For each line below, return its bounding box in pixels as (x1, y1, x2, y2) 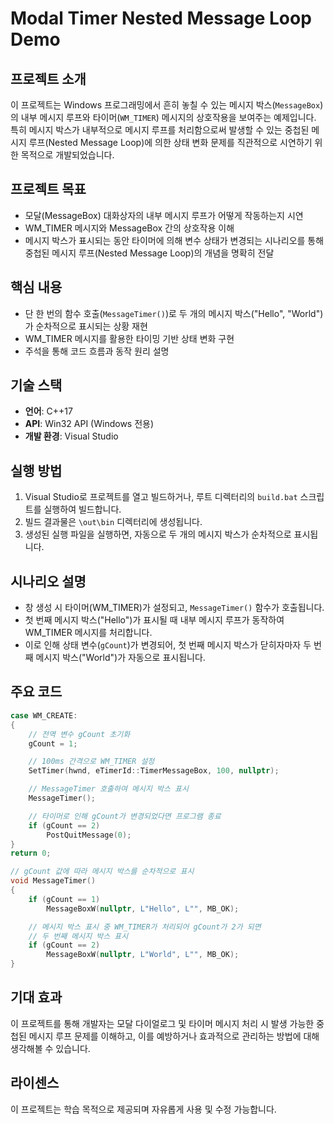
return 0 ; (10, 848, 52, 859)
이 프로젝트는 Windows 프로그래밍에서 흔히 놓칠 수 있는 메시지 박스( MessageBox (10, 99, 321, 111)
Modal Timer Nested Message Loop (10, 7, 312, 30)
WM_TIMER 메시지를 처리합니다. (24, 627, 153, 639)
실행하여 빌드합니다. (43, 503, 122, 516)
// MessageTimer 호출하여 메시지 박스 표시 (28, 784, 189, 794)
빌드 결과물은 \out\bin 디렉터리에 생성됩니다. (24, 516, 203, 528)
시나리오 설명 (10, 573, 87, 590)
